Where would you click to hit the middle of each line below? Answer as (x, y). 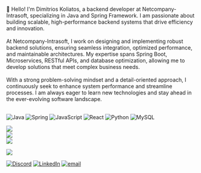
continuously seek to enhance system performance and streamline (89, 86)
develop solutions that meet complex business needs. (73, 67)
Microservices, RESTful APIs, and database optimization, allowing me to (96, 60)
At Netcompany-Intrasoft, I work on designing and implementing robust (95, 41)
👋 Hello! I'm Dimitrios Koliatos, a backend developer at (74, 9)
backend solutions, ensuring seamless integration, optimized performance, (99, 47)
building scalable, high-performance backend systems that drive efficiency (100, 22)
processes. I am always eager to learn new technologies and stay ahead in (99, 93)
